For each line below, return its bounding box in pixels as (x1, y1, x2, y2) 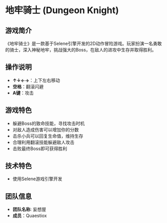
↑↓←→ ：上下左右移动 (12, 77, 60, 83)
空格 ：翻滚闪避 (12, 84, 44, 90)
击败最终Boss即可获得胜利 (12, 145, 67, 152)
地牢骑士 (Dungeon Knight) (5, 5, 119, 16)
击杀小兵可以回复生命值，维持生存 (12, 133, 83, 139)
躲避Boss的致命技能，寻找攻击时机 (12, 120, 85, 126)
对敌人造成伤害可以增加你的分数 (12, 126, 79, 132)
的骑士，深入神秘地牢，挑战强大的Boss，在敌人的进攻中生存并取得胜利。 (5, 47, 157, 53)
